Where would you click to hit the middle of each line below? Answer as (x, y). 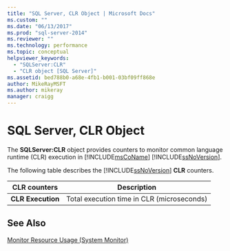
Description (137, 187)
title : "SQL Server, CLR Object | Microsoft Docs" (81, 13)
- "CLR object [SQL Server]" (55, 71)
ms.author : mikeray (35, 90)
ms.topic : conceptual (38, 52)
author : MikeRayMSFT (37, 84)
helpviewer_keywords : (38, 58)
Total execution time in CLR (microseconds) (137, 199)
